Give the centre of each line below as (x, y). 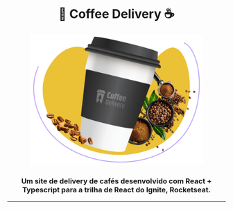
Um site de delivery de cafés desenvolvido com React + (116, 181)
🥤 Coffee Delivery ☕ (116, 14)
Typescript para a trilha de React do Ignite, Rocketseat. (116, 190)
